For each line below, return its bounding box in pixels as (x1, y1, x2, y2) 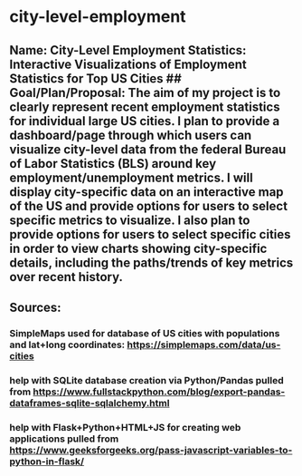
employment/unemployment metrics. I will (9, 170, 253, 185)
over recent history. (9, 269, 124, 285)
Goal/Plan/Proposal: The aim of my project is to (9, 84, 281, 101)
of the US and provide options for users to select (9, 198, 288, 214)
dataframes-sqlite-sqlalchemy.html (9, 396, 170, 409)
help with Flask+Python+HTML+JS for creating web (9, 421, 241, 433)
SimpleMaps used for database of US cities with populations (9, 326, 280, 339)
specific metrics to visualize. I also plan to (9, 212, 250, 228)
